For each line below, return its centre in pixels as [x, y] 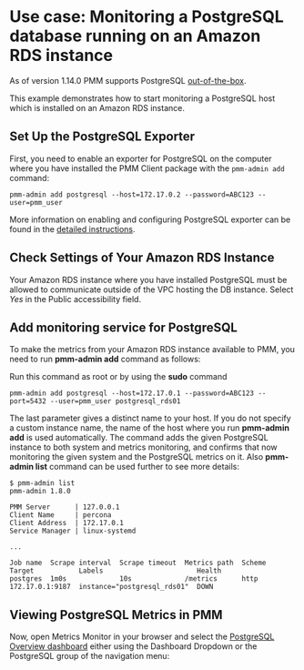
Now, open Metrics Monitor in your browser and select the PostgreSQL [142, 637]
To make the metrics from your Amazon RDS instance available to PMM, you [152, 350]
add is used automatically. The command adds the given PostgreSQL [139, 438]
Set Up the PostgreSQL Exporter [102, 137]
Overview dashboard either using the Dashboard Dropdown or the [133, 646]
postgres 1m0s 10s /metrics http [134, 579]
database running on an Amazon [135, 36]
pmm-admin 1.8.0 [40, 492]
